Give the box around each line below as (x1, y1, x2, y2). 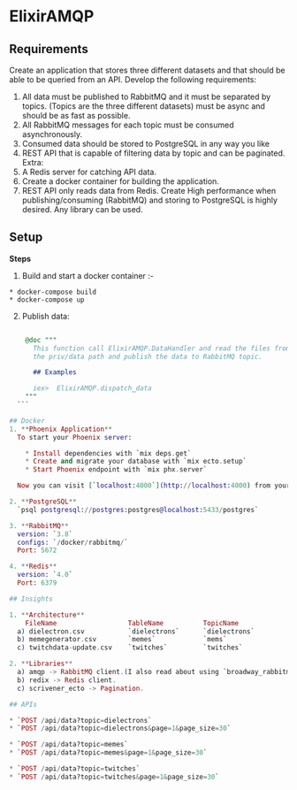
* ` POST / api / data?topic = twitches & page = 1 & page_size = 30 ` (9, 772, 219, 781)
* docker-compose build (9, 288, 97, 296)
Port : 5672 (17, 546, 57, 555)
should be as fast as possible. (21, 111, 131, 120)
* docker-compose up (9, 295, 86, 304)
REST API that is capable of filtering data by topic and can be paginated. (21, 148, 286, 158)
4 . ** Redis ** (9, 562, 57, 571)
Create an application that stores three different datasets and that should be (9, 65, 286, 75)
